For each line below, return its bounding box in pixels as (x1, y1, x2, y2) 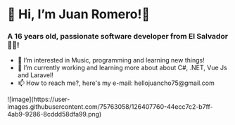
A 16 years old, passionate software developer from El (7, 32, 196, 41)
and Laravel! (17, 71, 54, 79)
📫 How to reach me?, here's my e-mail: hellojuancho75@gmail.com (17, 79, 215, 87)
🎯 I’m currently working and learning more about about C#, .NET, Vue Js (17, 63, 227, 72)
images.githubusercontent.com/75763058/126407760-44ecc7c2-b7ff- (7, 103, 213, 111)
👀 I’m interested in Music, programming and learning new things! (17, 56, 205, 65)
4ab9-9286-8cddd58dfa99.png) (7, 110, 102, 119)
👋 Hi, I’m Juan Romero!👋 (7, 6, 150, 22)
